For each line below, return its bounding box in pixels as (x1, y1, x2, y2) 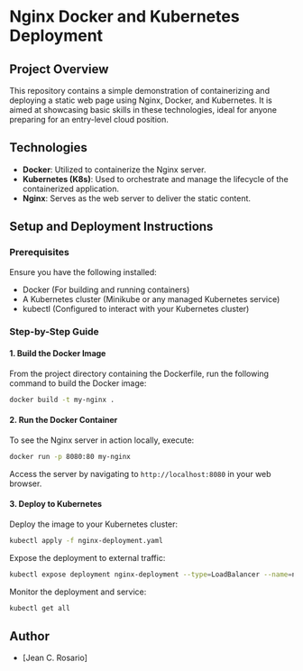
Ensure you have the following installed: (9, 266, 158, 277)
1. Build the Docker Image (9, 348, 106, 359)
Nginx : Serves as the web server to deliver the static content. (22, 192, 251, 204)
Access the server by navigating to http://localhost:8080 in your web (9, 468, 272, 479)
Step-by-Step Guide (9, 326, 99, 338)
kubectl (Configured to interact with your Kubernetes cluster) (22, 303, 250, 314)
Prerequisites (9, 246, 69, 259)
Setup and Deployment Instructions (9, 219, 214, 234)
